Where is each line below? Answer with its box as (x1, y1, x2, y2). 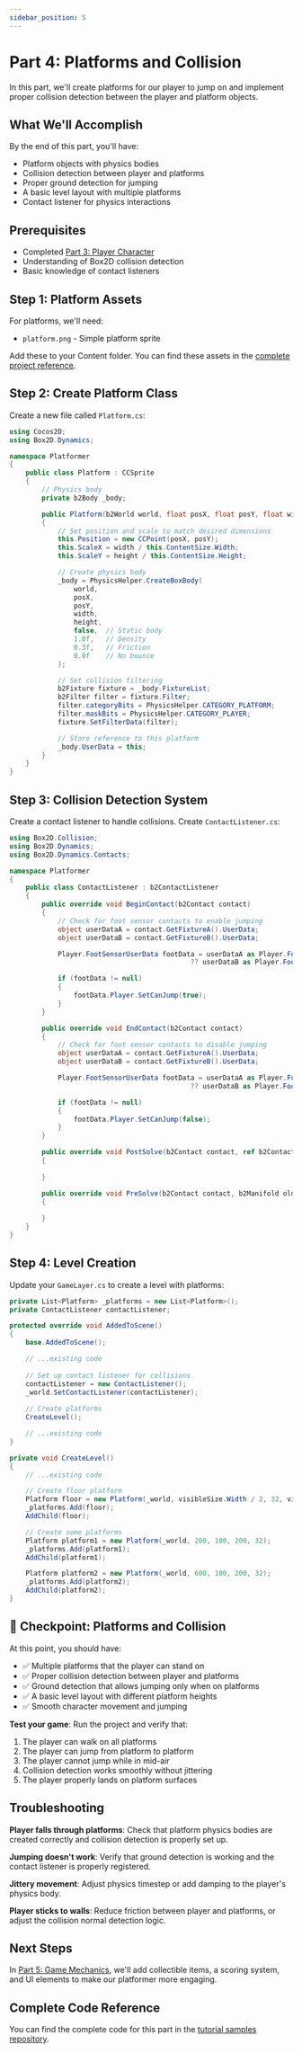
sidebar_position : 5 (9, 13, 87, 22)
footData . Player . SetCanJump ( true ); (73, 991, 207, 1000)
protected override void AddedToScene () (9, 1321, 164, 1330)
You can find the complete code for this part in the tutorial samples (9, 2024, 257, 2035)
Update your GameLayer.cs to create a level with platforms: (9, 1279, 225, 1290)
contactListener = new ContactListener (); (25, 1379, 187, 1389)
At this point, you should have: (9, 1642, 121, 1654)
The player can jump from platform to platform (22, 1746, 194, 1756)
